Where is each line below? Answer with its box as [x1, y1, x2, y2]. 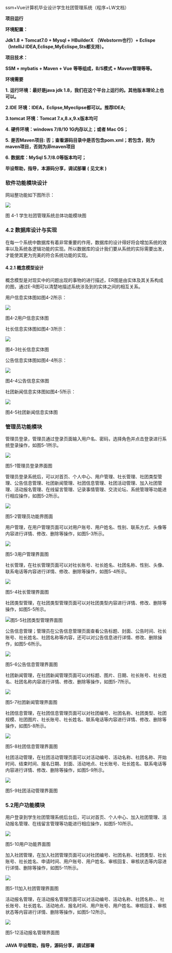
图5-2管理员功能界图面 [5, 513, 53, 519]
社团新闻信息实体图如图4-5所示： [5, 389, 76, 395]
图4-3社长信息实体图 [5, 346, 49, 352]
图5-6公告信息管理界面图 [5, 661, 58, 667]
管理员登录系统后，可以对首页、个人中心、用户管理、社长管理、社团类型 [5, 474, 158, 480]
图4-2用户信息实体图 [5, 315, 49, 321]
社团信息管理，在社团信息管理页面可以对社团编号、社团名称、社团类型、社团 [5, 710, 167, 716]
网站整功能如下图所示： [5, 192, 55, 198]
